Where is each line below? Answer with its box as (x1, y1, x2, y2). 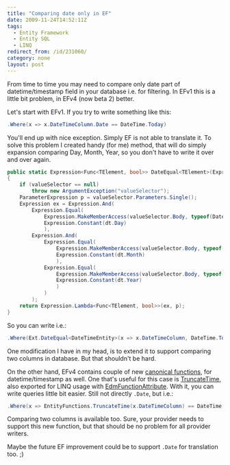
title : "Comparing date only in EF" (7, 10, 112, 17)
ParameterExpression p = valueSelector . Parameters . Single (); (19, 194, 197, 201)
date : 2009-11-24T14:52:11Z (7, 16, 88, 23)
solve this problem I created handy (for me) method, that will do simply (7, 141, 207, 149)
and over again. (7, 155, 51, 163)
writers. (7, 429, 29, 438)
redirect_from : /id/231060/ (7, 49, 88, 56)
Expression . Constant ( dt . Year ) (55, 277, 142, 284)
